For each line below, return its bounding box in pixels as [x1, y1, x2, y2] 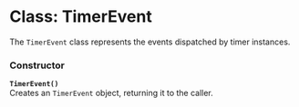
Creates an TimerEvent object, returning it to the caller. [9, 88, 214, 99]
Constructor [9, 59, 66, 72]
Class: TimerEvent [9, 6, 152, 27]
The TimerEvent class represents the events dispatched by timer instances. [9, 36, 291, 47]
